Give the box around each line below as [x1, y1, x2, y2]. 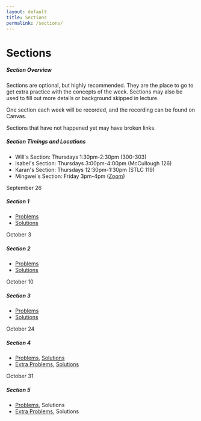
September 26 [6, 184, 42, 191]
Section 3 [6, 292, 31, 299]
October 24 [6, 325, 35, 332]
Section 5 [6, 386, 31, 393]
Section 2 [6, 245, 31, 252]
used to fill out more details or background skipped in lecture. [6, 94, 159, 101]
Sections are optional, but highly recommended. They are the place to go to [6, 81, 194, 89]
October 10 [6, 278, 34, 285]
